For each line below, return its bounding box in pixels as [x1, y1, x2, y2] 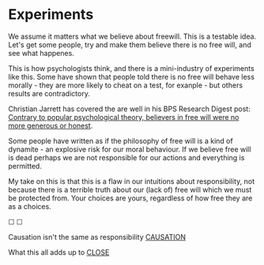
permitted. [8, 161, 42, 170]
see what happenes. [8, 48, 75, 58]
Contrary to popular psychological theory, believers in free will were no [8, 112, 239, 121]
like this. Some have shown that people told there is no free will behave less [8, 72, 255, 81]
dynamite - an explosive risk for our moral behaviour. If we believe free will [8, 144, 251, 154]
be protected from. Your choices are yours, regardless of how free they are [8, 193, 253, 203]
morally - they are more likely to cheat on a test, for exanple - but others [8, 80, 243, 90]
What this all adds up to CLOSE [8, 247, 110, 257]
